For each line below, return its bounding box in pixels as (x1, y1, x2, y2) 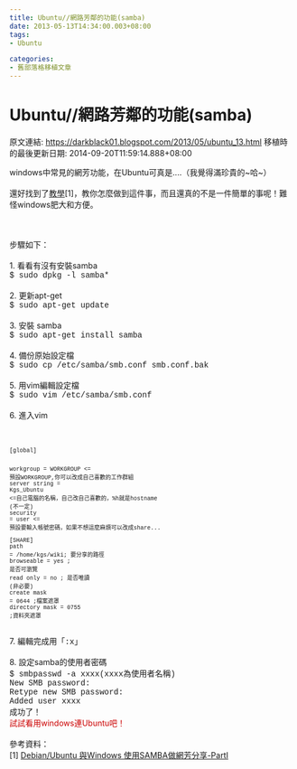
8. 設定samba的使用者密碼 (9, 656, 107, 667)
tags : (9, 30, 30, 39)
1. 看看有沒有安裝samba (9, 259, 97, 271)
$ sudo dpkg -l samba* (9, 270, 110, 280)
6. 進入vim (9, 409, 48, 420)
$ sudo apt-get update (9, 300, 110, 310)
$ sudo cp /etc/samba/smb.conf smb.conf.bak (9, 360, 209, 370)
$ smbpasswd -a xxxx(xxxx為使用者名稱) (9, 669, 176, 679)
